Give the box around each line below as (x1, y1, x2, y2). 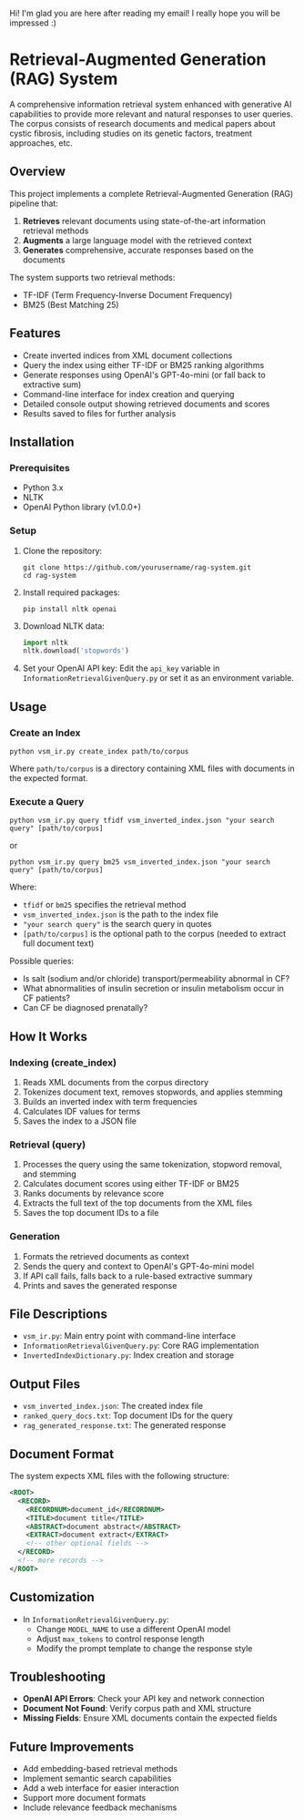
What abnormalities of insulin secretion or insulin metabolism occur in (22, 983, 285, 994)
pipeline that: (9, 198, 59, 209)
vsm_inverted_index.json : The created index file (22, 1401, 203, 1412)
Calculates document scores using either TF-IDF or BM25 (22, 1178, 239, 1189)
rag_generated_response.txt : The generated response (22, 1420, 227, 1431)
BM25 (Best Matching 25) (22, 299, 120, 310)
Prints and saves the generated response (22, 1280, 177, 1290)
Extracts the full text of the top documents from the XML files (22, 1198, 253, 1208)
